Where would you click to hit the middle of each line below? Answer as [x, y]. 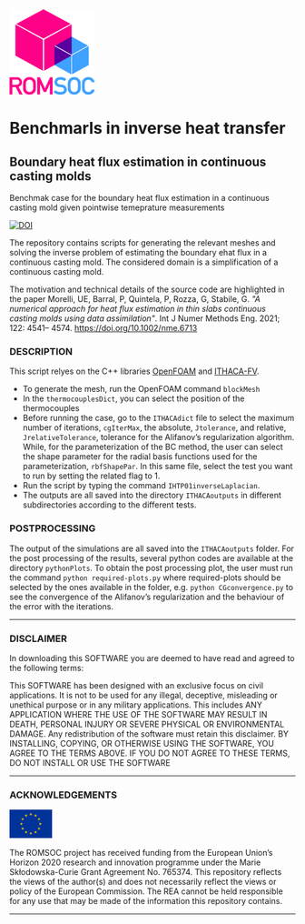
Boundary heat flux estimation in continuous [138, 161]
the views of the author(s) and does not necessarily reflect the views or [143, 882]
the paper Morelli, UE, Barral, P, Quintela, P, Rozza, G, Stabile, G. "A [135, 299]
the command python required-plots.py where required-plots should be [145, 577]
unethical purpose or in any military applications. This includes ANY [136, 705]
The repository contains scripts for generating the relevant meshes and [143, 243]
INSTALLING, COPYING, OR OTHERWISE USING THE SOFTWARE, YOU [142, 743]
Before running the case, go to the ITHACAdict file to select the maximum [158, 418]
